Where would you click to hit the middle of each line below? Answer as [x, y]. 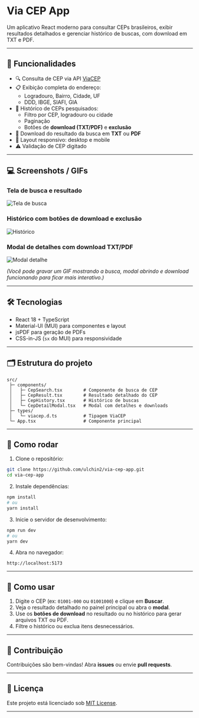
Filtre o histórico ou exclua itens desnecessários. [75, 626]
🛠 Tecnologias [35, 302]
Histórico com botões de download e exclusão [74, 218]
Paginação [37, 121]
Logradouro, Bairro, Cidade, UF [62, 96]
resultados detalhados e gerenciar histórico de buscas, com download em [97, 33]
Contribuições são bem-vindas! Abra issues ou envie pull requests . [89, 665]
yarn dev [17, 541]
